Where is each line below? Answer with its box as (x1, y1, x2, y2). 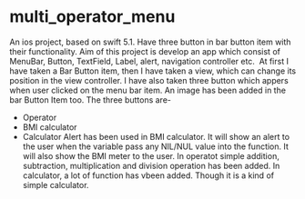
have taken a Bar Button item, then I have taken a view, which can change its (9, 65, 297, 76)
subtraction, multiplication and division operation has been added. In (22, 160, 280, 171)
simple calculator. (22, 179, 89, 190)
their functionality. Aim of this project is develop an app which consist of (9, 45, 280, 56)
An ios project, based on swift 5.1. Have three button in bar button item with (9, 36, 291, 47)
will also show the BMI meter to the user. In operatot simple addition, (22, 150, 280, 161)
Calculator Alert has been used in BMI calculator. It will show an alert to (22, 131, 290, 142)
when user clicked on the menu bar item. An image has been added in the (9, 85, 287, 95)
